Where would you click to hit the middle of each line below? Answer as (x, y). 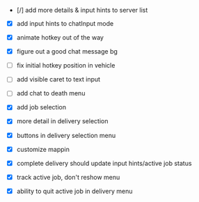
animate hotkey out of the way (60, 38)
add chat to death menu (51, 93)
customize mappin (43, 149)
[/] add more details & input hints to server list (82, 10)
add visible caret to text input (58, 79)
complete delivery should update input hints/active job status (104, 163)
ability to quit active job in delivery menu (74, 191)
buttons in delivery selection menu (66, 135)
